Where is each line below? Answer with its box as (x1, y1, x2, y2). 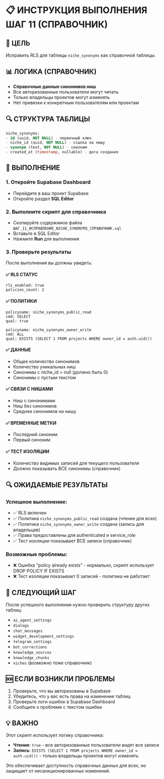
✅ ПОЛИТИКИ (6, 298, 37, 304)
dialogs (13, 623, 29, 628)
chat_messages (13, 628, 43, 634)
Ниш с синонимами (13, 398, 55, 404)
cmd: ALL (6, 332, 24, 337)
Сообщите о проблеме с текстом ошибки (13, 704, 102, 710)
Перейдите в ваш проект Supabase (13, 190, 89, 196)
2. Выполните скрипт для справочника (6, 208, 107, 215)
